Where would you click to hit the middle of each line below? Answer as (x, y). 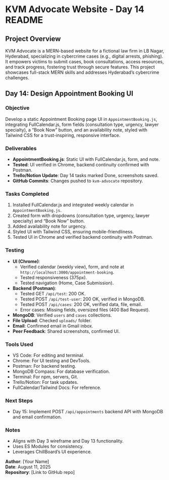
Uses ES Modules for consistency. (48, 447)
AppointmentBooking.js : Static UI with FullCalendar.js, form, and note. (86, 159)
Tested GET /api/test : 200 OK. (53, 293)
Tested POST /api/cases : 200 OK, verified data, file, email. (81, 304)
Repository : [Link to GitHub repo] (40, 472)
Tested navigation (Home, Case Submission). (67, 283)
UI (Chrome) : (26, 261)
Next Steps (19, 401)
